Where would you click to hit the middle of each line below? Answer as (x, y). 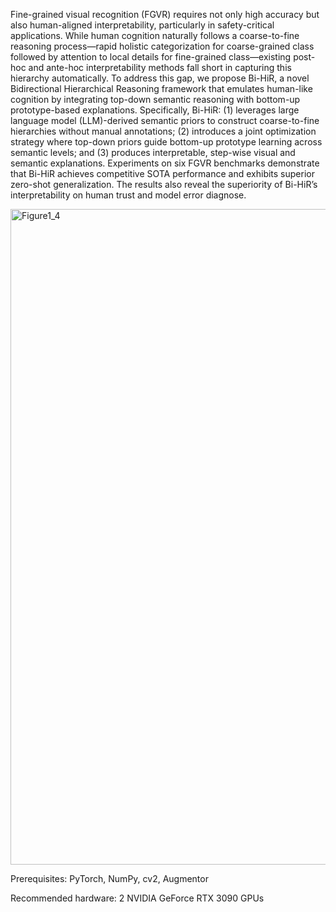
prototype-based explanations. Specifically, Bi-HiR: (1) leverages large (155, 110)
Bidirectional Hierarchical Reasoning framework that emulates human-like (161, 88)
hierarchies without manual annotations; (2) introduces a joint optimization (163, 131)
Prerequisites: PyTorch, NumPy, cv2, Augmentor (109, 878)
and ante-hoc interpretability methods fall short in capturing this (160, 67)
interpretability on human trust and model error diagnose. (128, 195)
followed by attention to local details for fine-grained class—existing (151, 57)
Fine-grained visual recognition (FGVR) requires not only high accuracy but (165, 14)
